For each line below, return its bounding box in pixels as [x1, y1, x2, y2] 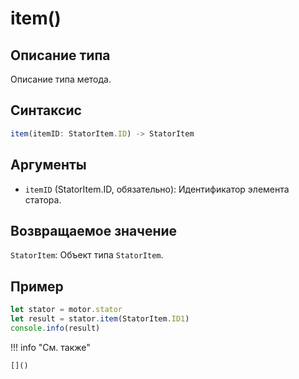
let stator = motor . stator [10, 305, 123, 315]
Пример [10, 278, 64, 295]
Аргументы [10, 157, 87, 174]
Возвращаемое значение [10, 222, 178, 239]
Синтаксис [10, 102, 82, 119]
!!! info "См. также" [10, 341, 91, 353]
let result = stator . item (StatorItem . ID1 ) [10, 314, 190, 324]
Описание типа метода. [10, 73, 112, 85]
